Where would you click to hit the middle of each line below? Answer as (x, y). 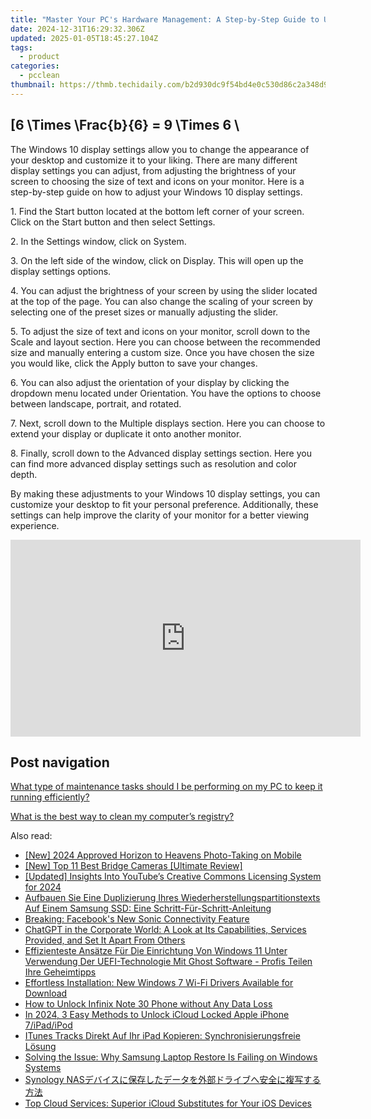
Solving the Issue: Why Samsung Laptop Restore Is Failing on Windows (171, 1057)
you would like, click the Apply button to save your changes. (134, 363)
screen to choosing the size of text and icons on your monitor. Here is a (157, 181)
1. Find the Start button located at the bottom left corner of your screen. (157, 211)
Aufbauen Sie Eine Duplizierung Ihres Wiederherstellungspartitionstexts (172, 898)
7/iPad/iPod (48, 1025)
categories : (35, 66)
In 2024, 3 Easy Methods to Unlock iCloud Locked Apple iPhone (157, 1015)
